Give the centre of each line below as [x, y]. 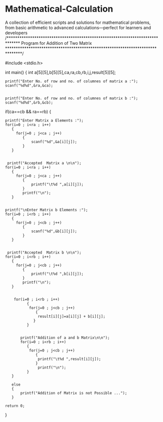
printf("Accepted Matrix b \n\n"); [44, 252]
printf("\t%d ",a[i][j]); [57, 184]
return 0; [15, 406]
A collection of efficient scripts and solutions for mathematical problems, [78, 22]
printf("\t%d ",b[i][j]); [57, 274]
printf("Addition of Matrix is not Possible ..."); [74, 393]
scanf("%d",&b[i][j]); [54, 231]
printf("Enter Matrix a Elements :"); [44, 120]
